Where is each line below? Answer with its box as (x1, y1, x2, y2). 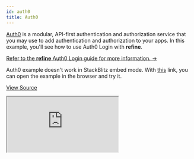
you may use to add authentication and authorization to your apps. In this (6, 37, 185, 44)
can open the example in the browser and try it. (6, 72, 122, 79)
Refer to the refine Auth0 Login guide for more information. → (6, 55, 157, 62)
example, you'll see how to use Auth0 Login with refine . (6, 43, 142, 50)
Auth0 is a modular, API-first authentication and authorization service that (6, 30, 186, 37)
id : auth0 (6, 8, 31, 15)
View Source (6, 84, 37, 91)
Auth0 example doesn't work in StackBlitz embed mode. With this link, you (6, 66, 188, 73)
